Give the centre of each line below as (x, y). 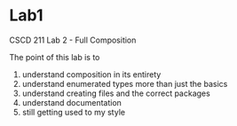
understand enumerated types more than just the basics (125, 83)
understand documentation (72, 102)
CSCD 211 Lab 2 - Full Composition (73, 40)
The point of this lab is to (55, 57)
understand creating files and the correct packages (116, 93)
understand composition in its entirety (91, 74)
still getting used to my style (74, 112)
